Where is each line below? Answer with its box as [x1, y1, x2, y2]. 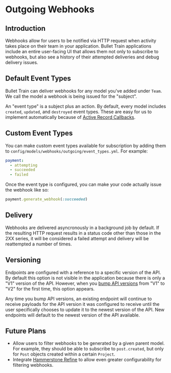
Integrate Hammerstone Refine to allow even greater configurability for [12, 357, 162, 363]
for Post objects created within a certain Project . [12, 351, 116, 357]
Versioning [5, 256, 41, 264]
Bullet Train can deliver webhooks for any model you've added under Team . [5, 88, 162, 94]
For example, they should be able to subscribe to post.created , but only [12, 346, 164, 352]
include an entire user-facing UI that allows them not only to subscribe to [5, 49, 159, 54]
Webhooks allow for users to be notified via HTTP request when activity [5, 37, 157, 44]
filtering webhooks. [12, 362, 54, 368]
